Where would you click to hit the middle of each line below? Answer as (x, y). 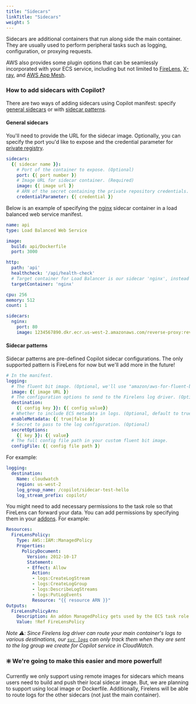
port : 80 (27, 327)
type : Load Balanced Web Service (47, 230)
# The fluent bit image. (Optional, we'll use (69, 386)
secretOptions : (30, 430)
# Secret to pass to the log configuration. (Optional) (80, 425)
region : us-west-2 (39, 484)
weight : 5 (18, 22)
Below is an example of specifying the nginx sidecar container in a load (92, 208)
